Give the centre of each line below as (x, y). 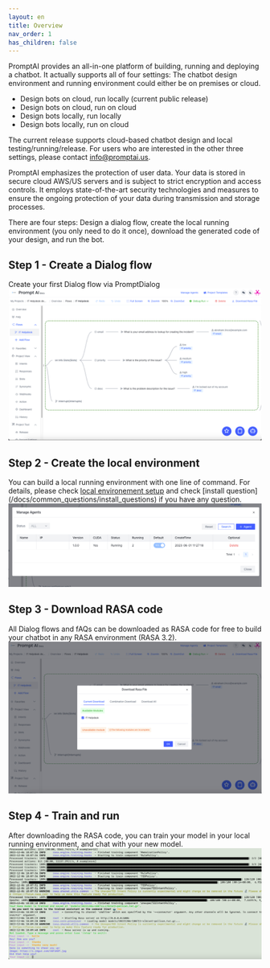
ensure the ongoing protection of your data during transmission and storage (134, 199)
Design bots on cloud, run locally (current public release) (114, 99)
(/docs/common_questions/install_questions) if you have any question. (125, 499)
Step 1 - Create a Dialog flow (80, 265)
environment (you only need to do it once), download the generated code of (134, 231)
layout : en (27, 17)
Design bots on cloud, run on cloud (78, 108)
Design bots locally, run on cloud (74, 125)
